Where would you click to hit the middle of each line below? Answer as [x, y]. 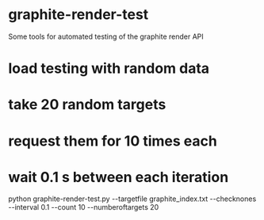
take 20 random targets [87, 105]
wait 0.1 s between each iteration [119, 177]
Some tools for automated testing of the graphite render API [106, 36]
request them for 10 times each [113, 141]
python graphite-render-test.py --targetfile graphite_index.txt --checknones [132, 199]
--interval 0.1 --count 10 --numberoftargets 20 [84, 207]
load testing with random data [109, 68]
